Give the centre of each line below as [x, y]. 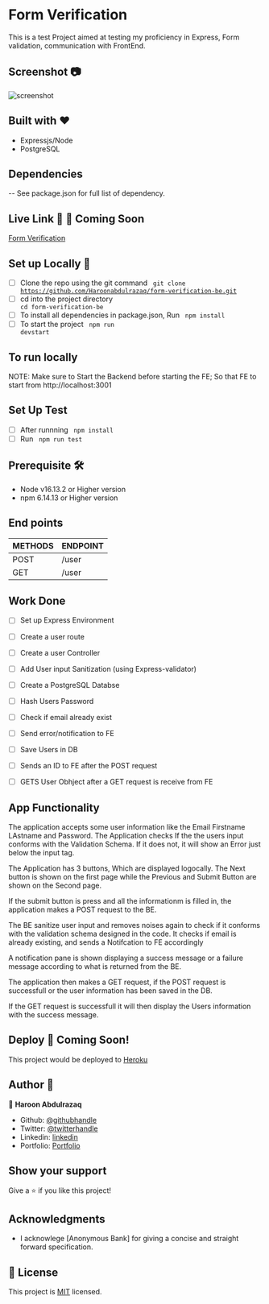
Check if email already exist [66, 717]
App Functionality [54, 807]
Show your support [58, 1171]
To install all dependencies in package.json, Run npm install [122, 315]
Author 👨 [31, 1085]
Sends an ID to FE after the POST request [89, 766]
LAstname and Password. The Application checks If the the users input [126, 835]
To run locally [43, 357]
